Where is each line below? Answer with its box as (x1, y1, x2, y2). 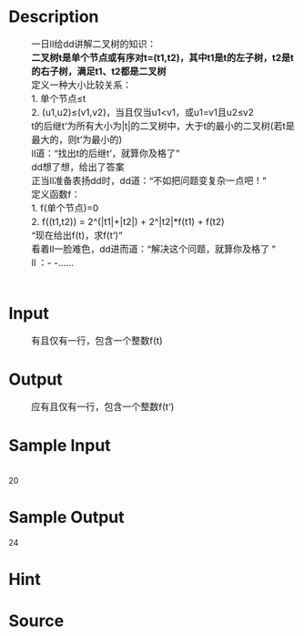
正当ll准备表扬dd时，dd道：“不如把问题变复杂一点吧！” (31, 174, 268, 187)
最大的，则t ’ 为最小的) (31, 133, 123, 146)
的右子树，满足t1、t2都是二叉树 (31, 65, 167, 77)
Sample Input (8, 436, 111, 456)
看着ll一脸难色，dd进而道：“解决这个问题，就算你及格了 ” (31, 242, 277, 255)
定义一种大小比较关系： (31, 78, 133, 91)
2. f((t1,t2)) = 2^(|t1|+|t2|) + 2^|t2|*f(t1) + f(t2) (31, 215, 225, 228)
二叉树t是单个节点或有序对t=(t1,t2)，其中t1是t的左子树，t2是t (31, 51, 295, 64)
